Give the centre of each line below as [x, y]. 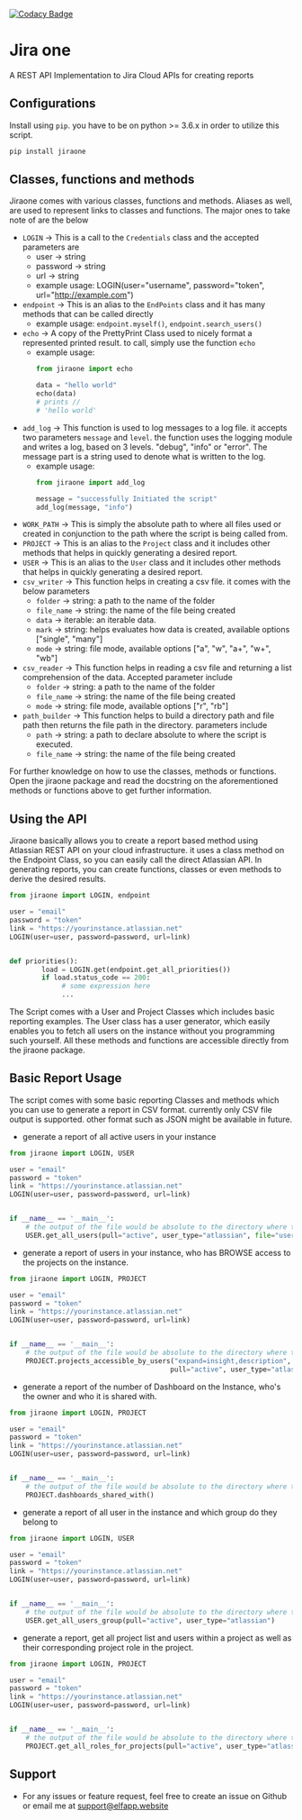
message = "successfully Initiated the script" [126, 499]
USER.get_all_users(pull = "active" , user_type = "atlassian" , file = [151, 1235]
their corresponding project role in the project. [108, 1647]
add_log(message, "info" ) [84, 507]
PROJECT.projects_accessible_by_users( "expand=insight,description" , [159, 1360]
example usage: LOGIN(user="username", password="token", [150, 286]
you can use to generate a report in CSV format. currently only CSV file [141, 1109]
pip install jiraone [48, 151]
